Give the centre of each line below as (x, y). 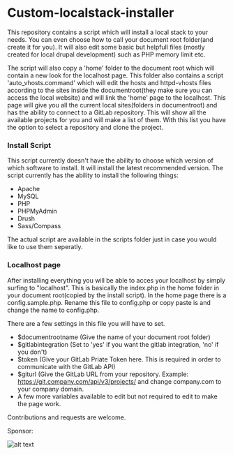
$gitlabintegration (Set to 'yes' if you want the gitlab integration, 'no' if (118, 344)
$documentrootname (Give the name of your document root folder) (114, 337)
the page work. (39, 403)
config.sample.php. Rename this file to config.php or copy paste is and (109, 302)
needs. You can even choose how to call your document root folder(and (111, 39)
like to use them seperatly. (45, 247)
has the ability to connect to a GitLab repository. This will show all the (107, 112)
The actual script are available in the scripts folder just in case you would (112, 239)
